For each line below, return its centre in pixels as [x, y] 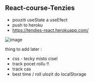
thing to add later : [23, 49]
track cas [22, 69]
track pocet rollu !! [31, 63]
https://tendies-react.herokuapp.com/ [50, 30]
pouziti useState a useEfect [40, 20]
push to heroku [27, 25]
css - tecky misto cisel [35, 59]
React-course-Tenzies [40, 8]
